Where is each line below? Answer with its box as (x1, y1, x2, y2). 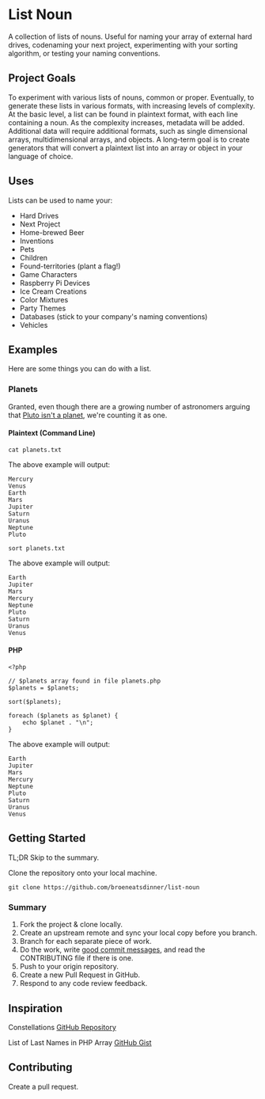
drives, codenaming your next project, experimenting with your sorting (8, 40, 239, 49)
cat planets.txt (8, 446, 62, 454)
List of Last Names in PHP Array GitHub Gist (8, 1038, 152, 1047)
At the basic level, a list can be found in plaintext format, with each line (8, 109, 239, 119)
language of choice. (8, 151, 74, 161)
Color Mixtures (19, 295, 69, 304)
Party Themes (19, 303, 66, 313)
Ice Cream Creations (19, 287, 87, 296)
